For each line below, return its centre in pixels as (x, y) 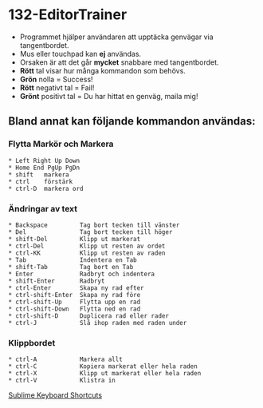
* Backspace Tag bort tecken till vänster (94, 225)
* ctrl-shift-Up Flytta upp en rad (75, 302)
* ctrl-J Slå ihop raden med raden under (98, 323)
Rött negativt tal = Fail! (57, 87)
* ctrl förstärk (41, 181)
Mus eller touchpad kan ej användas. (80, 53)
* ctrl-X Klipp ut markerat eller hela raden (105, 374)
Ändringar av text (43, 208)
